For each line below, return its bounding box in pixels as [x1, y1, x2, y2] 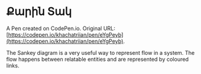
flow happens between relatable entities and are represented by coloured [6, 55, 189, 63]
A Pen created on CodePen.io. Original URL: [6, 25, 116, 32]
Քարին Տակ [6, 5, 72, 19]
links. [6, 62, 20, 69]
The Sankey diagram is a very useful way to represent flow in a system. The [6, 49, 195, 56]
